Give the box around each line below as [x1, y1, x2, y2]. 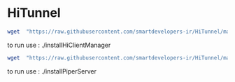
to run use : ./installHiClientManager [7, 41, 111, 49]
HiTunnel [7, 5, 61, 21]
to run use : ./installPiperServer [7, 67, 97, 75]
